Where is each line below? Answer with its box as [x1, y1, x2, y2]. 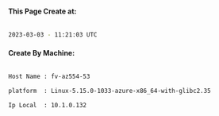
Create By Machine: [8, 48, 75, 57]
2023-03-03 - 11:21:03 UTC [8, 31, 98, 39]
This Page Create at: [8, 6, 77, 16]
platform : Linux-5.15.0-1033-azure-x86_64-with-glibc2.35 [8, 87, 212, 95]
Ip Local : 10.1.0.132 [8, 102, 87, 110]
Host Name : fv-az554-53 [8, 72, 90, 81]
